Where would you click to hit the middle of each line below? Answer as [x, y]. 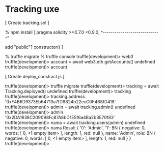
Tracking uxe [32, 9]
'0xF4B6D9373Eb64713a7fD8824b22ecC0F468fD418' [61, 101]
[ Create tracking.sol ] [27, 23]
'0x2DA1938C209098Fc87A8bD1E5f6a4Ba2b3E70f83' [60, 117]
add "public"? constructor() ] [34, 47]
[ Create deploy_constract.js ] [35, 76]
